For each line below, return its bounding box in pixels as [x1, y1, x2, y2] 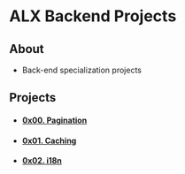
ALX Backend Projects [9, 6, 177, 26]
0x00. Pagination [21, 115, 88, 125]
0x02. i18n [21, 155, 62, 166]
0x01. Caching [21, 135, 77, 146]
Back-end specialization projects [21, 64, 142, 75]
